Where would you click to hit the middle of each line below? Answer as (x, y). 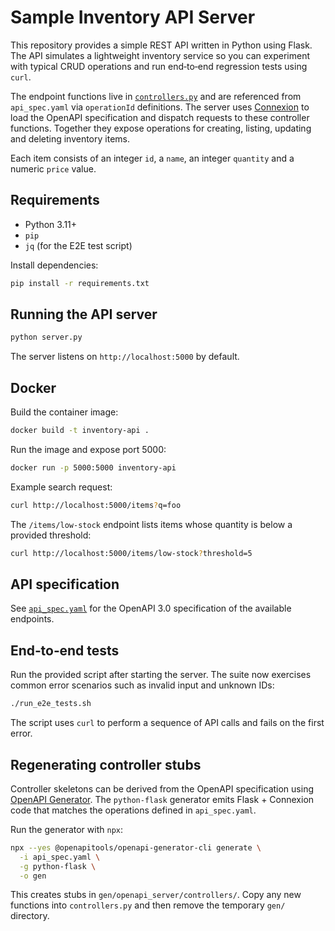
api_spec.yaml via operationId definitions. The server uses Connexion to (160, 107)
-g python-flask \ (58, 866)
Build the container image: (64, 412)
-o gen (33, 876)
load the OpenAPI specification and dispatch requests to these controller (160, 117)
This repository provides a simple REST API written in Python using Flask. (161, 45)
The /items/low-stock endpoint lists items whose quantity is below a (151, 524)
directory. (30, 916)
